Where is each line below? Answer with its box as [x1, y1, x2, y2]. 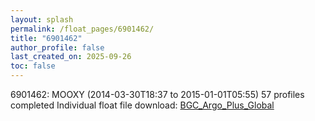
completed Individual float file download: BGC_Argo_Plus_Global [10, 99, 275, 111]
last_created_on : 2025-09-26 [10, 52, 132, 62]
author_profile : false [10, 42, 105, 53]
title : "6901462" [10, 33, 83, 43]
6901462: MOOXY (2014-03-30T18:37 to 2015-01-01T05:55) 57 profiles [10, 89, 305, 100]
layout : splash [10, 14, 74, 25]
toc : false [10, 61, 56, 71]
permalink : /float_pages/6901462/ [10, 24, 155, 34]
